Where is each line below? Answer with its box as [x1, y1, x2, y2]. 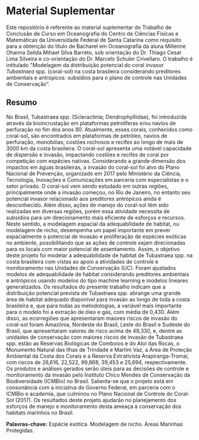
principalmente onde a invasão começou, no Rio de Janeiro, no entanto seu [6, 188, 191, 196]
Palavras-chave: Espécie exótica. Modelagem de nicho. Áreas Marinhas [6, 420, 183, 428]
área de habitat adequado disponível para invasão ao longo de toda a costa [6, 296, 190, 303]
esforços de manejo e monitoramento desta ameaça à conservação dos [6, 403, 182, 410]
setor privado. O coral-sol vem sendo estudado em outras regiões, [6, 182, 169, 190]
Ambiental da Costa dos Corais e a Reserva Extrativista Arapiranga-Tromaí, [6, 352, 190, 359]
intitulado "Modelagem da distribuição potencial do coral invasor [6, 61, 164, 69]
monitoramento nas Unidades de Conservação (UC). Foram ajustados [6, 264, 176, 271]
